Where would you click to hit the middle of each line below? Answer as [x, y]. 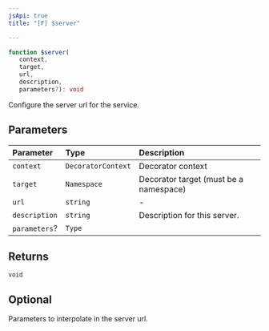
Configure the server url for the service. [74, 104]
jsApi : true [28, 16]
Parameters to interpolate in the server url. [78, 319]
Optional [30, 299]
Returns [29, 256]
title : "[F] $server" [44, 23]
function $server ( [39, 52]
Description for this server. [189, 215]
